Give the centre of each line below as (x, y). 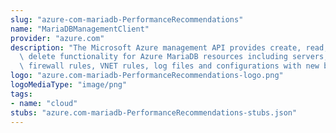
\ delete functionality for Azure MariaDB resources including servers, (174, 57)
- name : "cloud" (44, 103)
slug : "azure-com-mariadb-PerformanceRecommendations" (127, 19)
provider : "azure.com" (57, 38)
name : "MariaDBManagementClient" (80, 29)
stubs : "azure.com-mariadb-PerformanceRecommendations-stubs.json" (154, 112)
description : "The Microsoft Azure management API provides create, (156, 47)
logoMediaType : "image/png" (69, 85)
